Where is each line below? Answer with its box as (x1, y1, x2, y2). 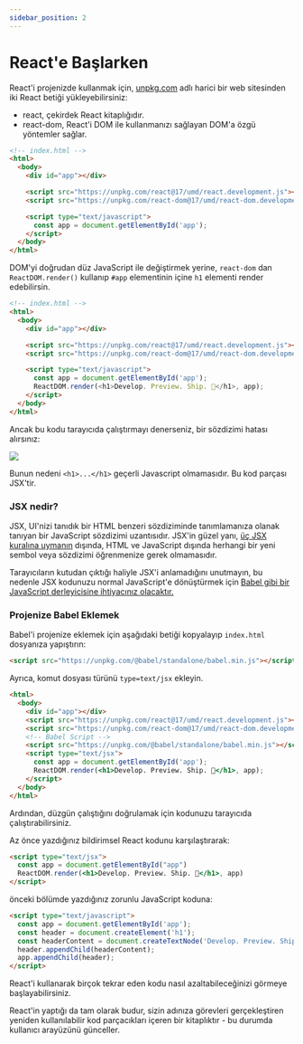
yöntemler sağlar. (22, 128, 87, 139)
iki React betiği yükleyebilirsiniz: (9, 91, 128, 102)
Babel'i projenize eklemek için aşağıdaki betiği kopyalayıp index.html (9, 630, 266, 641)
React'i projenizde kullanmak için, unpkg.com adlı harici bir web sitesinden (9, 82, 286, 93)
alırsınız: (9, 433, 41, 444)
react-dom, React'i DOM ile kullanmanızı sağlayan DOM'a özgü (22, 119, 256, 129)
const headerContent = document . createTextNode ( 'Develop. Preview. (17, 936, 277, 945)
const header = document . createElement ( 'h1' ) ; (17, 928, 196, 937)
